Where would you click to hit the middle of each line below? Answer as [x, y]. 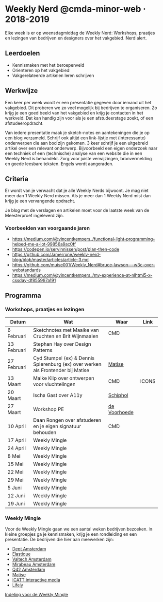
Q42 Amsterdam [28, 569]
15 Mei [16, 464]
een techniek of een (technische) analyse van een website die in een [74, 153]
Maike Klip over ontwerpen [64, 378]
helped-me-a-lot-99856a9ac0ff [44, 244]
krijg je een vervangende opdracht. [40, 201]
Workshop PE [49, 409]
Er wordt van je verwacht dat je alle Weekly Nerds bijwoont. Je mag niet [77, 190]
